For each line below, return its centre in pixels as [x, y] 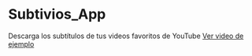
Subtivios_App [57, 14]
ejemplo [21, 44]
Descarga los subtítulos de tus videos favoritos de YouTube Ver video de [126, 36]
